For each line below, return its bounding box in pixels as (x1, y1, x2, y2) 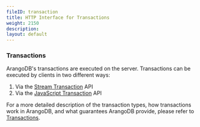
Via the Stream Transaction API (15, 83, 93, 91)
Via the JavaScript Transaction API (15, 90, 102, 97)
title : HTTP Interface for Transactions (6, 15, 110, 21)
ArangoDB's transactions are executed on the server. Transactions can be (6, 65, 191, 73)
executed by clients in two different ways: (6, 71, 110, 79)
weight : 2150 (6, 20, 39, 26)
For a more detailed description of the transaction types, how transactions (6, 101, 192, 109)
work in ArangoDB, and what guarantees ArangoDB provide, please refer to (6, 108, 195, 115)
